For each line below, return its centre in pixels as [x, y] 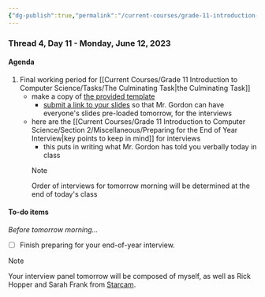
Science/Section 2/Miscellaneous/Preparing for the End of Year [134, 130]
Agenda [21, 62]
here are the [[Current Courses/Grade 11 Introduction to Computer [138, 121]
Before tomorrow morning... [53, 229]
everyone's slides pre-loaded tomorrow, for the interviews [138, 113]
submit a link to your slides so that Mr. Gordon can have [134, 104]
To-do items [28, 212]
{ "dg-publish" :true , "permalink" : [63, 15]
